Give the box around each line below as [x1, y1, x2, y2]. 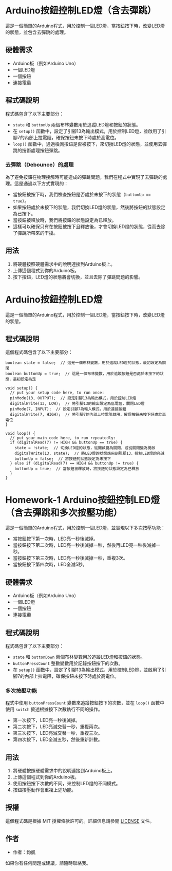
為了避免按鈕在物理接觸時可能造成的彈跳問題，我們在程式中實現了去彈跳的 [5, 174, 163, 180]
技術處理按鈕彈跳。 [22, 147, 63, 153]
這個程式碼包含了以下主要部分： [5, 349, 73, 355]
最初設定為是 [12, 377, 36, 382]
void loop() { [5, 431, 36, 436]
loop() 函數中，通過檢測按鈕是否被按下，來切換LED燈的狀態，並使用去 [12, 141, 163, 147]
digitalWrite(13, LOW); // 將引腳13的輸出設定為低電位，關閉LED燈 [10, 401, 145, 406]
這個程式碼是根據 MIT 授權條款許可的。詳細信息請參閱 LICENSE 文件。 [5, 818, 155, 824]
